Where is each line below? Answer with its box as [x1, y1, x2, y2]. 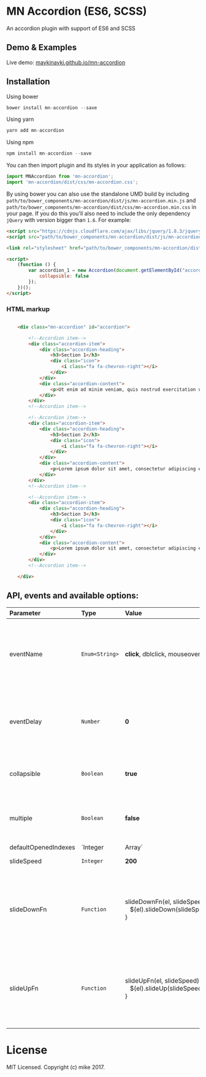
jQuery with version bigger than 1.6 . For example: [6, 216, 131, 223]
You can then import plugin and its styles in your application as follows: [6, 161, 186, 169]
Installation [6, 77, 50, 87]
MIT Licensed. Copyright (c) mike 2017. [6, 1063, 105, 1071]
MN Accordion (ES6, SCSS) [6, 4, 147, 18]
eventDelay [9, 717, 42, 726]
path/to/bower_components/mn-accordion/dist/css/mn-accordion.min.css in [6, 203, 197, 210]
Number [81, 718, 101, 725]
